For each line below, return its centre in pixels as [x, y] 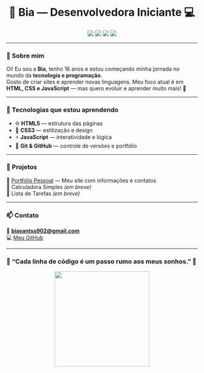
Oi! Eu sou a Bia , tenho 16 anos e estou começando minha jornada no [93, 69]
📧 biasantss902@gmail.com [43, 231]
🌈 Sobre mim [25, 55]
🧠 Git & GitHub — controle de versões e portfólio [76, 146]
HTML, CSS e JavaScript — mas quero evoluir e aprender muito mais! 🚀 [96, 88]
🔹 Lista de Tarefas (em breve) [43, 193]
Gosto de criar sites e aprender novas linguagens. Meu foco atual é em [95, 82]
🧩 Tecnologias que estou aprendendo [63, 110]
